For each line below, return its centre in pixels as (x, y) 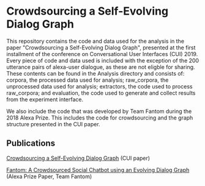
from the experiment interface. (45, 99)
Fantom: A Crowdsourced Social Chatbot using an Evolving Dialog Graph (98, 170)
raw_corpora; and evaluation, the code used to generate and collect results (101, 93)
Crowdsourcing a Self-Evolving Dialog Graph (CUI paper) (78, 158)
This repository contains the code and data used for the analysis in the (95, 41)
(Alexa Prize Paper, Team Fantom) (49, 176)
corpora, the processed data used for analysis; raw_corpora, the (88, 80)
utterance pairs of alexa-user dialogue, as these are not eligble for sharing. (101, 67)
